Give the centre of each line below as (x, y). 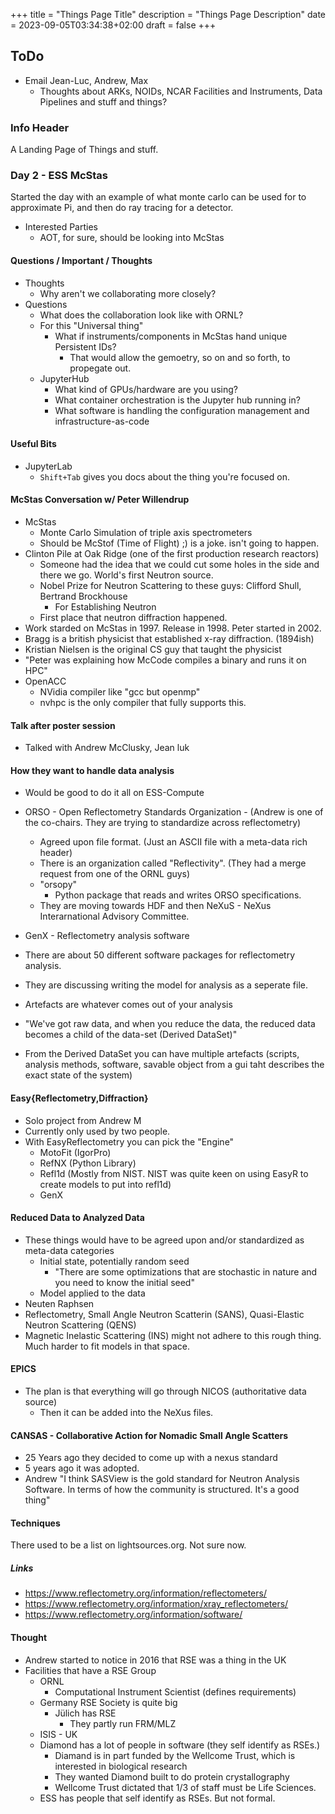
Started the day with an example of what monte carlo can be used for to (158, 197)
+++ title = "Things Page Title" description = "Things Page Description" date (168, 14)
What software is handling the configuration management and (182, 410)
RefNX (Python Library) (88, 1163)
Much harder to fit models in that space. (107, 1346)
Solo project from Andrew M (83, 1120)
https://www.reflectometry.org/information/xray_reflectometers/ (156, 1604)
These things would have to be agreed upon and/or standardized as (164, 1240)
